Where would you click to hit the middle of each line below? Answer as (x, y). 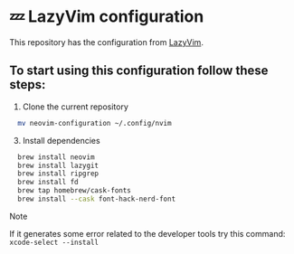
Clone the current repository (76, 107)
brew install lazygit (58, 165)
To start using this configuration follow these (139, 71)
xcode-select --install (54, 242)
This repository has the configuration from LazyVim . (106, 42)
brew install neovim (56, 157)
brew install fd (48, 183)
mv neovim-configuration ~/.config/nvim (95, 123)
